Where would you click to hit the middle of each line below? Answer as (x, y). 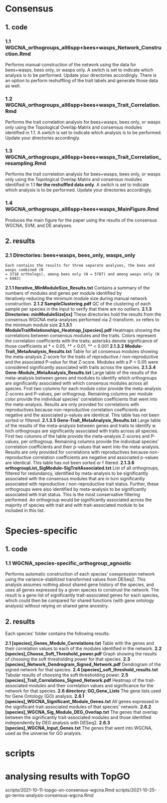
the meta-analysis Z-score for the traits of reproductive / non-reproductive (82, 357)
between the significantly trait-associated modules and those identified (78, 717)
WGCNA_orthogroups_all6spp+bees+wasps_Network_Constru (83, 47)
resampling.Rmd (26, 164)
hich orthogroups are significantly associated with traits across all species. (82, 431)
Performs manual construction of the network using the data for (71, 64)
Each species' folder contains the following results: (58, 633)
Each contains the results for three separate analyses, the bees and (80, 266)
